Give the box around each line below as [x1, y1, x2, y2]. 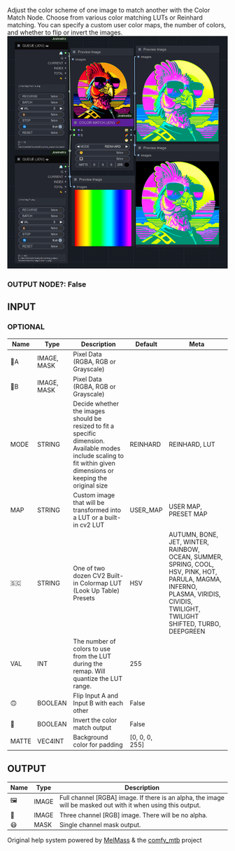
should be [73, 414, 102, 422]
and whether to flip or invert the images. [7, 28, 123, 36]
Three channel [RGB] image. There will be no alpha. [59, 810, 208, 819]
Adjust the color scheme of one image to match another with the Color [7, 6, 211, 14]
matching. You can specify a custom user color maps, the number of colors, [7, 21, 226, 29]
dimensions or [73, 466, 114, 475]
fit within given [73, 459, 115, 467]
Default [135, 340, 157, 349]
